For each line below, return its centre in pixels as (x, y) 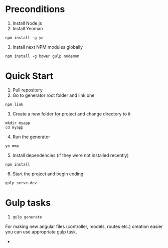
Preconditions (35, 9)
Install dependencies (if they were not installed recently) (70, 155)
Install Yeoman (28, 28)
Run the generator (31, 137)
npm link (14, 104)
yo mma (12, 146)
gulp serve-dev (21, 183)
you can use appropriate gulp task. (41, 231)
